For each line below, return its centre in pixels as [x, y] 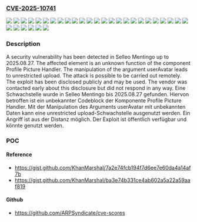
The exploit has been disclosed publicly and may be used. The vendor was [97, 82]
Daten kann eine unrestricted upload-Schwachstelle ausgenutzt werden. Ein [98, 113]
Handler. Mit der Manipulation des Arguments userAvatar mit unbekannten [96, 106]
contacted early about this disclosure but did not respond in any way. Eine [96, 88]
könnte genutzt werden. [35, 125]
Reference [19, 154]
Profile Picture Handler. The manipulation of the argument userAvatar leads [97, 69]
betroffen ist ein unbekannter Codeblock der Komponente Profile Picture [94, 100]
